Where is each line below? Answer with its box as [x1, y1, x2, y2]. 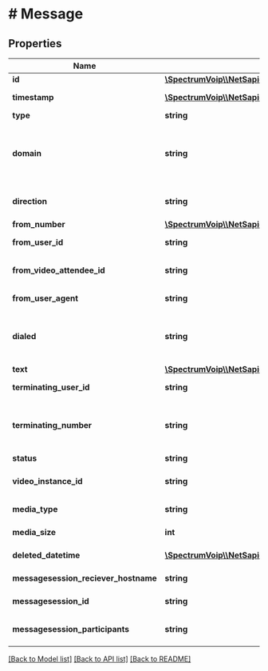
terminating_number [12, 420, 93, 430]
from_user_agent [12, 293, 78, 304]
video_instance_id [12, 476, 83, 486]
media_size [12, 527, 57, 537]
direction [12, 196, 48, 206]
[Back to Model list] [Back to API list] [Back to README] [8, 654, 191, 664]
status [12, 453, 37, 464]
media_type [12, 504, 58, 514]
